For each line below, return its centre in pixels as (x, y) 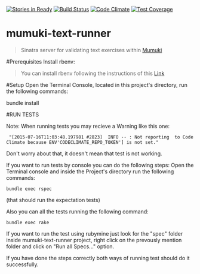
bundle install (23, 103)
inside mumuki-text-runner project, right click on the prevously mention (94, 240)
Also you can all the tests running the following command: (78, 211)
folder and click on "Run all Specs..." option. (60, 246)
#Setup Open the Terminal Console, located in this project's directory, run (97, 85)
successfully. (22, 264)
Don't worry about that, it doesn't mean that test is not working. (84, 153)
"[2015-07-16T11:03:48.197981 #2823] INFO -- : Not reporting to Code (101, 137)
